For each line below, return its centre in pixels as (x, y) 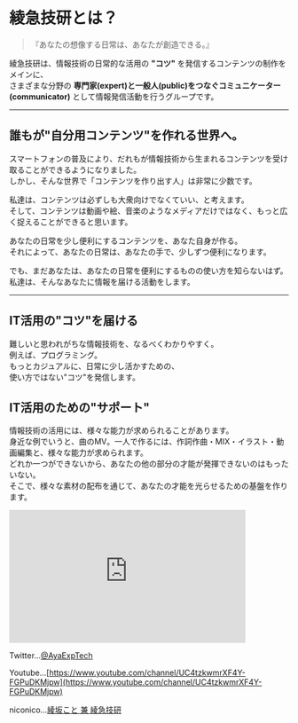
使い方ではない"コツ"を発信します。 (74, 377)
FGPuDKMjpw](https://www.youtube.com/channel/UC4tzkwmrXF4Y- (136, 682)
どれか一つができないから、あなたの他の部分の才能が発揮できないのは (137, 464)
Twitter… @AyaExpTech (51, 656)
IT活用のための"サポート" (80, 408)
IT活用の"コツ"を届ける (74, 321)
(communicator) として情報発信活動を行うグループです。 (114, 96)
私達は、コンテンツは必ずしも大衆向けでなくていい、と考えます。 (129, 200)
